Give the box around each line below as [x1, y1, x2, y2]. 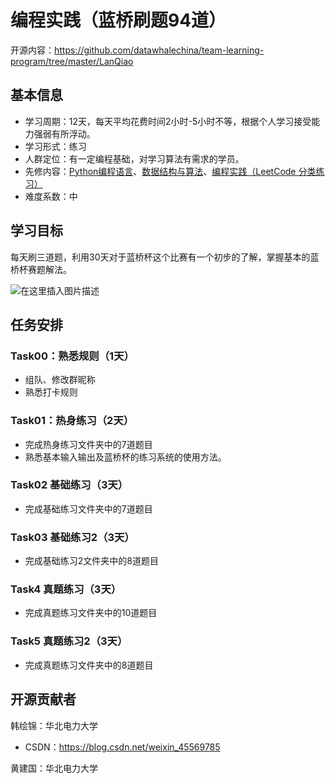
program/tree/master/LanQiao [10, 55, 134, 67]
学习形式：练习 [24, 140, 87, 152]
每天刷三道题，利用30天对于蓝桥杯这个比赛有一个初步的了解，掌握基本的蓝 [10, 251, 320, 263]
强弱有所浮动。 [33, 127, 96, 140]
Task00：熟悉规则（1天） [10, 349, 135, 363]
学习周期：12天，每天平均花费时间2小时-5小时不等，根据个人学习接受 [24, 115, 312, 127]
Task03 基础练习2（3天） [10, 530, 135, 544]
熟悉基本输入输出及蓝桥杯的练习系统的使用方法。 [24, 451, 227, 463]
